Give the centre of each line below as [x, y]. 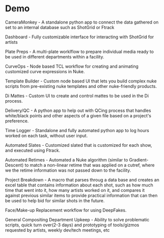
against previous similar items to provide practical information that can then [82, 195]
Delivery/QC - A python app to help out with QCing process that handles [78, 110]
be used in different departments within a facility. [55, 56]
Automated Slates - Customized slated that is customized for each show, [79, 145]
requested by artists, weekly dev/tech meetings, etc [57, 230]
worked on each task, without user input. [46, 135]
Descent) [14, 165]
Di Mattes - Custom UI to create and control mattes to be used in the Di [77, 96]
